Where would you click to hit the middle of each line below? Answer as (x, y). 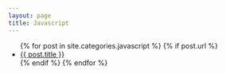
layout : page (30, 16)
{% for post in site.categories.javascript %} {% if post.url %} (119, 45)
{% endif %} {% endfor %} (64, 62)
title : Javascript (39, 23)
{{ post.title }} (42, 54)
